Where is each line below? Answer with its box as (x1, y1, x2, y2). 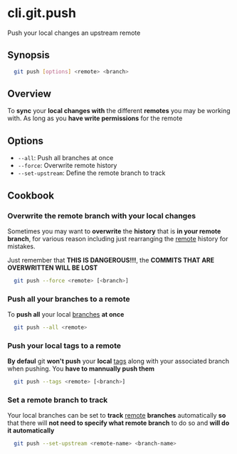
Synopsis (7, 49, 50, 61)
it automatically (7, 426, 55, 435)
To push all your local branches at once (7, 310, 125, 319)
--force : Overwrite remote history (17, 162, 117, 170)
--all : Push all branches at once (17, 154, 114, 162)
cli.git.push (7, 5, 77, 21)
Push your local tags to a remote (7, 340, 121, 350)
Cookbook (7, 189, 55, 201)
